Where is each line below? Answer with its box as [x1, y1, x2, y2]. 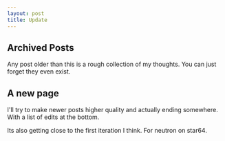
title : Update [7, 17, 48, 23]
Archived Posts [7, 42, 74, 54]
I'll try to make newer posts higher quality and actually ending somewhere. [7, 106, 219, 114]
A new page [7, 87, 60, 99]
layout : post [7, 10, 45, 17]
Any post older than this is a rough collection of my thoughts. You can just [7, 60, 217, 69]
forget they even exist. [7, 67, 71, 76]
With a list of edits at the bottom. [7, 113, 100, 121]
